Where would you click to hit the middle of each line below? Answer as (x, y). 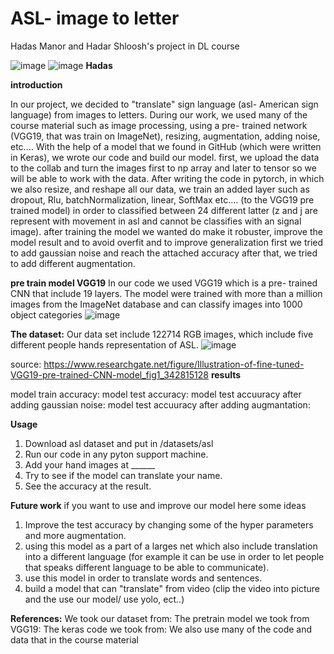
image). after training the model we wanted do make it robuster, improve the (166, 231)
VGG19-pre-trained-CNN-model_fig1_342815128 (109, 374)
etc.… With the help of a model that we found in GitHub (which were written (166, 146)
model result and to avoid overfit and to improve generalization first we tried (167, 242)
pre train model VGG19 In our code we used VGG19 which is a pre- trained (164, 283)
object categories (46, 314)
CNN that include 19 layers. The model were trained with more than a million (166, 293)
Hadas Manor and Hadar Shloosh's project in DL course (125, 46)
